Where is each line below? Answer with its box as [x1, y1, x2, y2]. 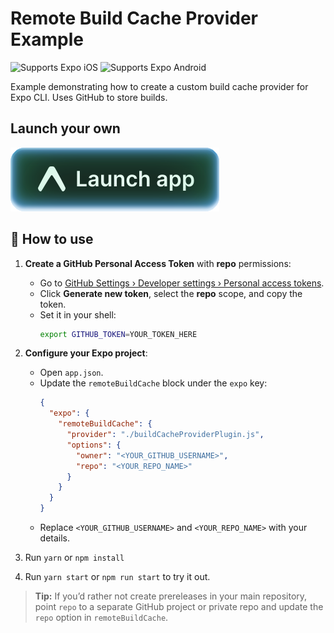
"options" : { [66, 440, 122, 450]
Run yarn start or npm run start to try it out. [24, 571, 211, 583]
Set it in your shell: [39, 308, 117, 321]
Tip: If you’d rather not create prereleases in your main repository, [34, 590, 308, 602]
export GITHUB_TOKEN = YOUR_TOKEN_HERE [39, 329, 198, 339]
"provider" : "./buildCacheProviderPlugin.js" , [66, 430, 265, 440]
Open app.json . [39, 367, 104, 379]
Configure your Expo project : [24, 347, 148, 359]
